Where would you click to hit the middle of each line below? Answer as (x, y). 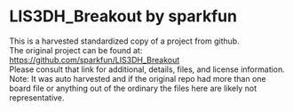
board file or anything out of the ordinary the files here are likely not (133, 88)
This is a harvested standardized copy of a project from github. (124, 41)
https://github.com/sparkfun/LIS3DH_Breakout (95, 60)
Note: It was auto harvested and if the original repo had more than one (138, 78)
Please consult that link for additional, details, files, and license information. (147, 69)
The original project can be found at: (76, 50)
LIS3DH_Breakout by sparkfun (123, 16)
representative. (37, 97)
